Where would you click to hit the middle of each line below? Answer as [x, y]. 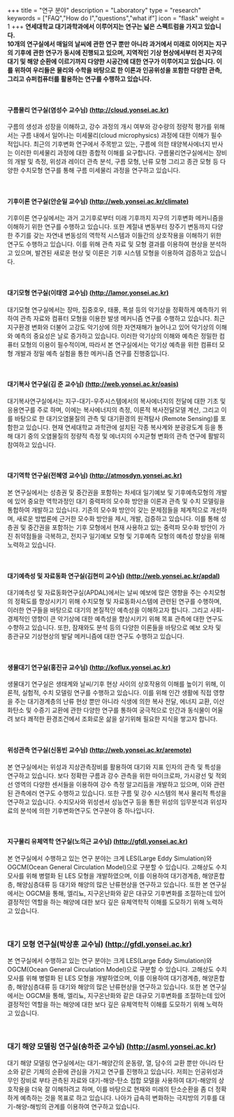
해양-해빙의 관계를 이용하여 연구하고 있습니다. [78, 1107]
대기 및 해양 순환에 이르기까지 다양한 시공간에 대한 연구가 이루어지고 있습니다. [111, 61]
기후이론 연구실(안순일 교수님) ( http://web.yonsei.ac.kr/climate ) [98, 201]
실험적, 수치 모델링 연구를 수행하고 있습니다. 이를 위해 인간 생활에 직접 [117, 693]
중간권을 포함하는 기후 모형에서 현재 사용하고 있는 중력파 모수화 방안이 [123, 527]
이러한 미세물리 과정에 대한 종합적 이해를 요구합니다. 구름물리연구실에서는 [114, 153]
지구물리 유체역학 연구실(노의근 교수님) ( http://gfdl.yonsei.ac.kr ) [97, 841]
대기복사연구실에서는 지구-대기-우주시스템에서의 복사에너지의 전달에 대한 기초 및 [117, 401]
